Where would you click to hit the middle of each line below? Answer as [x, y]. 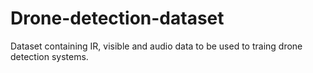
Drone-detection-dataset [117, 18]
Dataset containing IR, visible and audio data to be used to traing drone [156, 46]
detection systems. [49, 56]
